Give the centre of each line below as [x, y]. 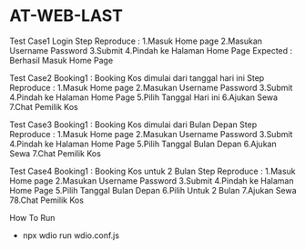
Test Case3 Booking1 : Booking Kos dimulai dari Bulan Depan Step [133, 125]
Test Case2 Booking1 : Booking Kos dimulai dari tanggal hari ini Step [137, 77]
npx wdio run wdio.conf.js [71, 235]
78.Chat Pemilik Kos [47, 200]
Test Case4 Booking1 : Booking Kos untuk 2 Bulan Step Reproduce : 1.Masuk [152, 171]
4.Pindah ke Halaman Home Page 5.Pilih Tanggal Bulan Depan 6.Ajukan [143, 144]
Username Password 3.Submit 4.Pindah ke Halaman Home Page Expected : [151, 50]
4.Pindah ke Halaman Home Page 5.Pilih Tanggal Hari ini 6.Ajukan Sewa [144, 97]
